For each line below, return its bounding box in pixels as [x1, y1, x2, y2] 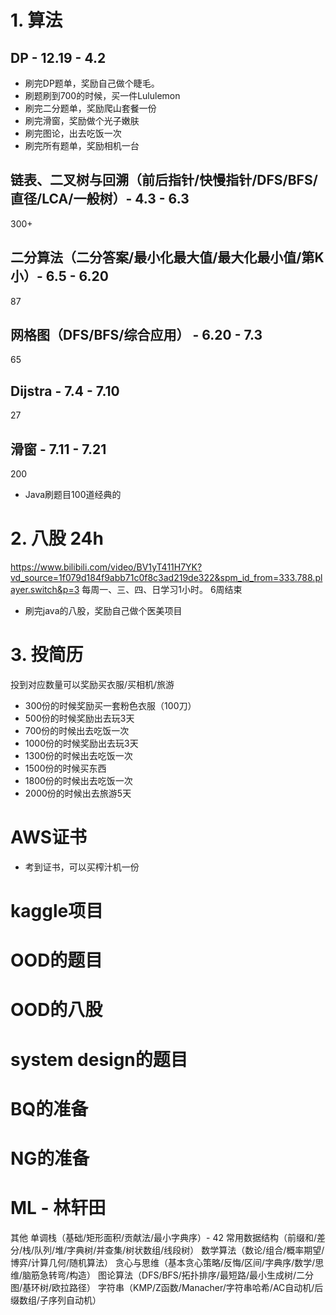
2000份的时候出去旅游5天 [24, 787, 132, 799]
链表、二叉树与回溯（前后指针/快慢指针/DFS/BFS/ [10, 172, 318, 189]
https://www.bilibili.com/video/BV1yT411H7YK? [10, 561, 203, 573]
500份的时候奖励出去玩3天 [24, 712, 135, 724]
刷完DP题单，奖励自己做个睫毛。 [24, 77, 160, 89]
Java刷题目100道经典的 [24, 489, 122, 501]
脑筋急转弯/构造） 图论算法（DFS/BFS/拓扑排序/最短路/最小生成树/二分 [22, 1269, 315, 1281]
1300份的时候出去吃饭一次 [24, 749, 133, 761]
